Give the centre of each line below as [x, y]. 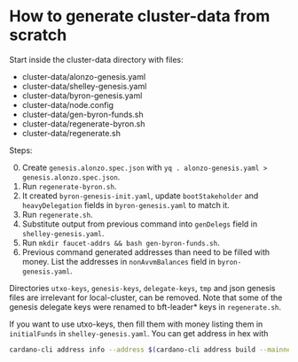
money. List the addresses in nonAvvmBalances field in [118, 261]
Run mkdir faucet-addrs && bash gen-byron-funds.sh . [121, 243]
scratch [38, 35]
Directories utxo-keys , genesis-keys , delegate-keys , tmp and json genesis [143, 288]
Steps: [21, 150]
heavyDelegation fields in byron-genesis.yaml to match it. [126, 204]
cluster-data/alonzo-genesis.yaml [84, 76]
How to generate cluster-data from [140, 16]
